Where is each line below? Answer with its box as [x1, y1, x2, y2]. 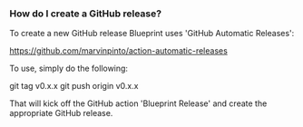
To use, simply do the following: [9, 63, 129, 74]
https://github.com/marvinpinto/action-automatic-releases [9, 45, 229, 56]
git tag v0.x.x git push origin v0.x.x [9, 81, 139, 92]
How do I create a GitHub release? [9, 7, 161, 20]
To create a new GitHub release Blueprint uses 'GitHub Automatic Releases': [9, 28, 295, 39]
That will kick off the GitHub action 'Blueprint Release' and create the [9, 98, 268, 109]
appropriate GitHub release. [9, 108, 113, 119]
